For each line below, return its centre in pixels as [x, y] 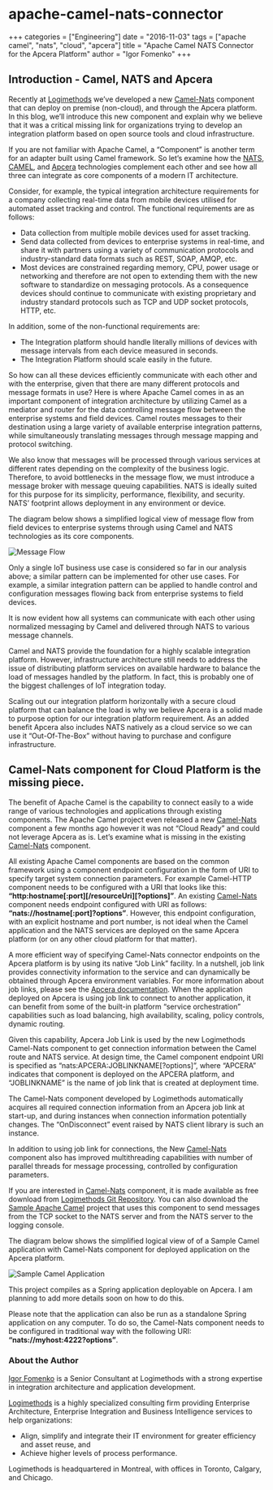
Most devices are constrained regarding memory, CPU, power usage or [139, 267]
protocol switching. [41, 444]
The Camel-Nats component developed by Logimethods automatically [126, 1098]
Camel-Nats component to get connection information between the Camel [133, 1048]
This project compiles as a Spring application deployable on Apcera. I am [131, 1289]
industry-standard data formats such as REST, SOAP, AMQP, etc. [129, 258]
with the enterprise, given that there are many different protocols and [124, 384]
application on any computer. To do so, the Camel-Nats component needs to [136, 1323]
